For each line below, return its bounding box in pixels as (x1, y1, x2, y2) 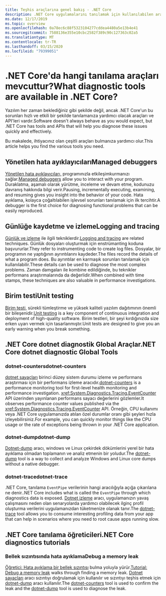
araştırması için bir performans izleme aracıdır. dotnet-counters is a (5, 379, 141, 385)
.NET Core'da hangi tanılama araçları (5, 70, 159, 81)
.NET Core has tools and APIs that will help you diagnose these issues (5, 123, 147, 129)
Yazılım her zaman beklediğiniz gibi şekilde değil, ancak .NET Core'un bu (5, 108, 153, 113)
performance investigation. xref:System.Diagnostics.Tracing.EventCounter (5, 390, 157, 396)
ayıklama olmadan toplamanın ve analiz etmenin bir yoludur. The (5, 450, 134, 456)
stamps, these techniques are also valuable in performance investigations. (5, 277, 157, 283)
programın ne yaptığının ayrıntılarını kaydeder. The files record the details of (5, 251, 158, 257)
